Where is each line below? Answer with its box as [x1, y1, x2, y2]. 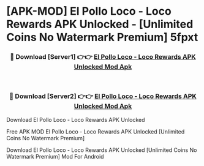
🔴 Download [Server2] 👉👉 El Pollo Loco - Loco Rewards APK [9, 92, 197, 100]
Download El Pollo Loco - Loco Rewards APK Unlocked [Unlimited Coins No [6, 146, 197, 154]
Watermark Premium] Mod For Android [6, 153, 104, 160]
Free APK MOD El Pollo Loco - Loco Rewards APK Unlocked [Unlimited [6, 127, 185, 135]
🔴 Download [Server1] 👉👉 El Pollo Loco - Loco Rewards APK [10, 53, 196, 61]
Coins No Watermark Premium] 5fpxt [6, 31, 198, 44]
